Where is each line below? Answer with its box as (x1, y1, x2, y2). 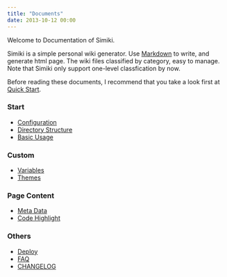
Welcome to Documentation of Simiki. (7, 35, 115, 44)
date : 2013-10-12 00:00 (7, 17, 76, 24)
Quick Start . (7, 85, 42, 93)
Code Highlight (17, 214, 60, 223)
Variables (17, 166, 44, 175)
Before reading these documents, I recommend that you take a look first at (7, 77, 220, 86)
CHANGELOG (17, 262, 57, 270)
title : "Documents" (7, 10, 64, 17)
